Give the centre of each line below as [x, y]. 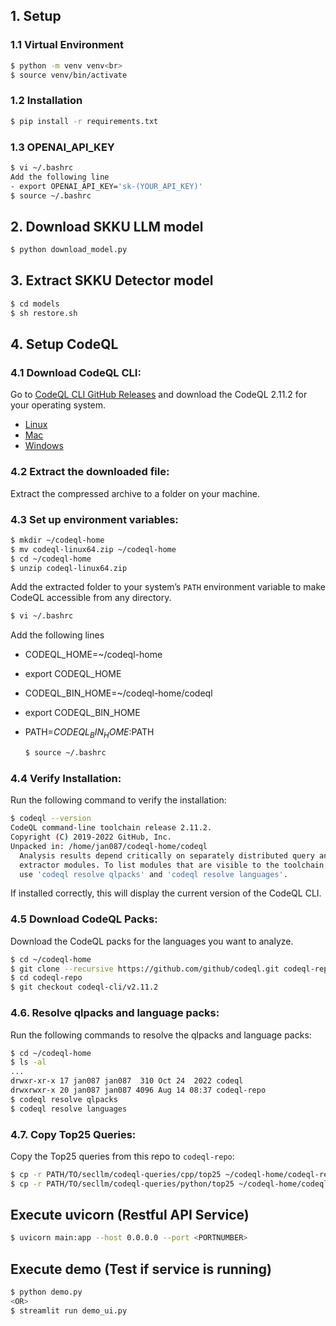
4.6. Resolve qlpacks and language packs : [115, 1013]
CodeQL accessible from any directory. [91, 598]
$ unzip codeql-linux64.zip [69, 568]
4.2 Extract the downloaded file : [90, 472]
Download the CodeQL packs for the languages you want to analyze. [152, 941]
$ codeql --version [51, 819]
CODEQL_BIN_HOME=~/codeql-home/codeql [118, 693]
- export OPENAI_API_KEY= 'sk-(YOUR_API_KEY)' [106, 186]
